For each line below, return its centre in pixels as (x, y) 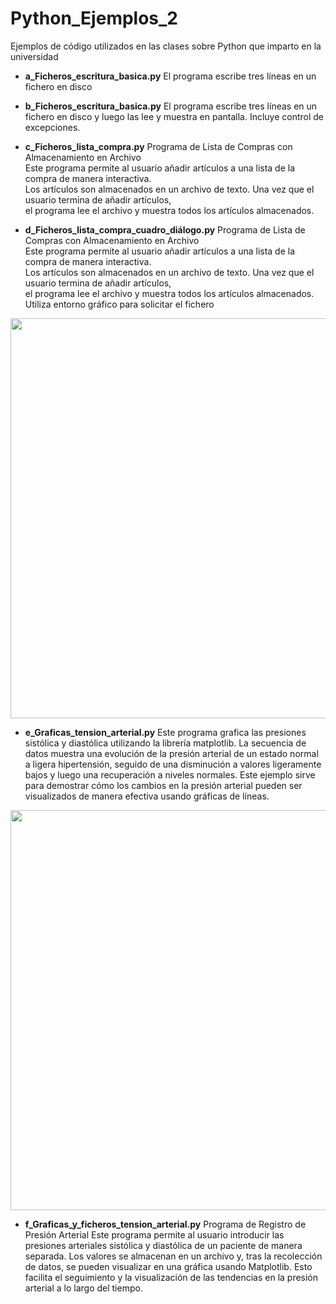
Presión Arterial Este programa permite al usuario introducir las (154, 1234)
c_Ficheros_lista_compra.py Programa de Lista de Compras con (158, 146)
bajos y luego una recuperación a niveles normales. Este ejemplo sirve (170, 774)
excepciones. (52, 127)
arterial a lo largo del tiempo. (83, 1288)
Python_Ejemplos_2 (94, 18)
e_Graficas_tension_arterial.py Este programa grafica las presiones (165, 732)
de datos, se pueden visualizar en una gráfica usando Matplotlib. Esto (168, 1266)
